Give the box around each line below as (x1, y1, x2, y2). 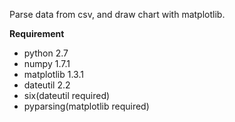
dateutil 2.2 (23, 79, 71, 91)
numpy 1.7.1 (23, 58, 71, 69)
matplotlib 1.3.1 (23, 69, 84, 80)
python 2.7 (23, 47, 69, 59)
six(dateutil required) (23, 90, 111, 101)
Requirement (9, 28, 65, 39)
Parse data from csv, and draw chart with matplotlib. (9, 9, 226, 20)
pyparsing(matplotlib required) (23, 100, 150, 112)
